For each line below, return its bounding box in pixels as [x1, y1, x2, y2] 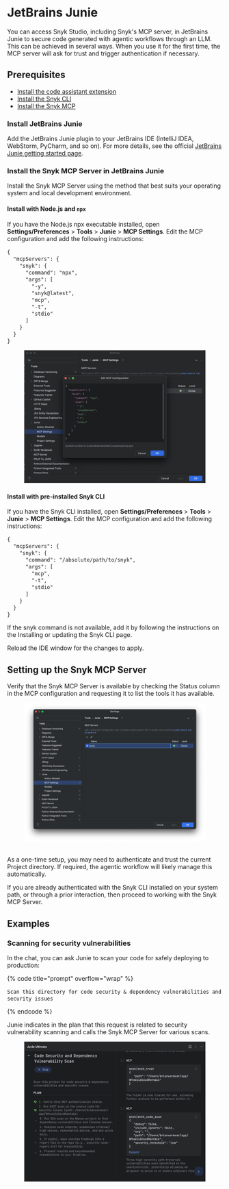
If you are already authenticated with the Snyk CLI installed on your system [7, 884, 219, 892]
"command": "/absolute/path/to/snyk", [25, 557, 136, 564]
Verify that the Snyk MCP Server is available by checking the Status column [7, 682, 220, 690]
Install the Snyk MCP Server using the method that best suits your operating [7, 182, 221, 190]
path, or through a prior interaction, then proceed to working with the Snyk [7, 890, 217, 899]
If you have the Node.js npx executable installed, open [7, 220, 160, 228]
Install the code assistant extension [16, 87, 117, 95]
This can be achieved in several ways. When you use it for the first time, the [7, 42, 221, 50]
